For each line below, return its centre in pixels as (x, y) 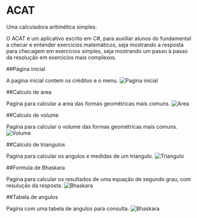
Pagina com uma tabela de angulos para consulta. (68, 208)
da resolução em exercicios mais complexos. (61, 57)
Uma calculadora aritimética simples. (52, 27)
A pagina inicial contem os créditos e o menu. (62, 80)
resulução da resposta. (34, 185)
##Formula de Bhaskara (36, 167)
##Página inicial (26, 68)
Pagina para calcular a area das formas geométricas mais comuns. (88, 103)
